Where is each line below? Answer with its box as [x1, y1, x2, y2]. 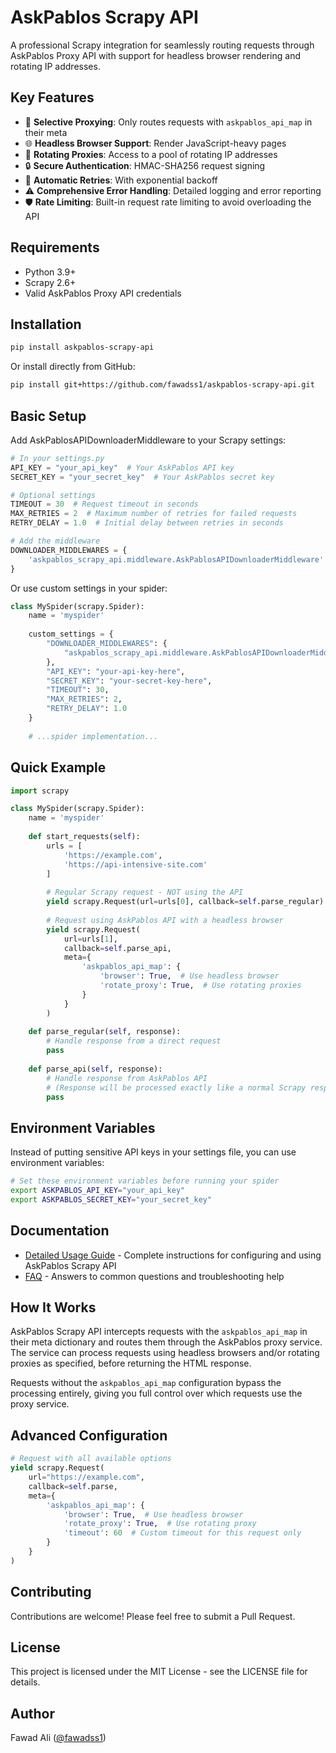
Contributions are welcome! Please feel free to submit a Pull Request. [10, 1610, 296, 1622]
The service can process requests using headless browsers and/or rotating [10, 1347, 320, 1359]
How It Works [10, 1299, 97, 1316]
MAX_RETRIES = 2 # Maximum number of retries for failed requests [10, 509, 298, 519]
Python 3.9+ [24, 266, 77, 278]
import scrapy [10, 786, 70, 796]
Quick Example [10, 759, 107, 776]
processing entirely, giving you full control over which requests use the [10, 1387, 303, 1400]
